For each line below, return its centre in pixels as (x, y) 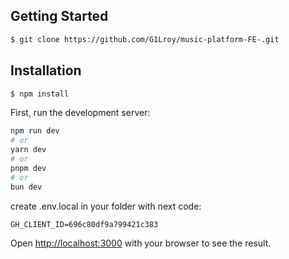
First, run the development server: (80, 113)
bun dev (26, 187)
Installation (46, 70)
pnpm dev (28, 168)
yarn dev (28, 150)
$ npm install (40, 94)
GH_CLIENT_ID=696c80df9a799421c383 (84, 224)
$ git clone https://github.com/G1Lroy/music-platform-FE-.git (145, 39)
